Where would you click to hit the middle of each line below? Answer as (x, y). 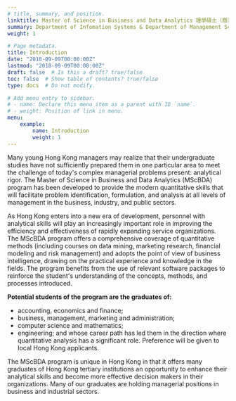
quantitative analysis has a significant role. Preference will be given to (118, 340)
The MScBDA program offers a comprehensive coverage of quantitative (111, 238)
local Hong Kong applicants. (58, 348)
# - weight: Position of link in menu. (66, 111)
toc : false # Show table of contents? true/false (83, 79)
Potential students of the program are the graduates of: (90, 297)
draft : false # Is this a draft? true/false (75, 72)
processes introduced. (40, 283)
